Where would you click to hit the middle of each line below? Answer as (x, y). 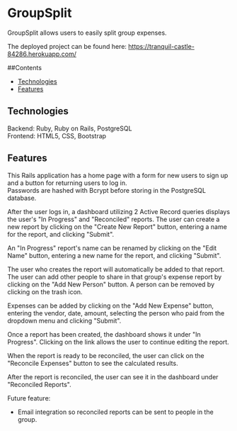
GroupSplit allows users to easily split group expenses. (87, 33)
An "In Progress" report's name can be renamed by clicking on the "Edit (112, 248)
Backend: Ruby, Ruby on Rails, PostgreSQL (70, 128)
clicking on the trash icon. (45, 291)
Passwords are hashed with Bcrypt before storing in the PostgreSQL (107, 190)
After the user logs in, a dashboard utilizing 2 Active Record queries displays (119, 211)
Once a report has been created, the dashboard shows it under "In (104, 334)
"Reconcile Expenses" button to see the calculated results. (93, 363)
